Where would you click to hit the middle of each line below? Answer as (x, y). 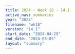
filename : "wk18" (24, 24)
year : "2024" (19, 20)
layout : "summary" (25, 44)
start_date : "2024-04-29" (33, 34)
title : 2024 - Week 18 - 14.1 (38, 10)
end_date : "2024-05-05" (31, 39)
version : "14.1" (23, 29)
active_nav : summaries (30, 15)
